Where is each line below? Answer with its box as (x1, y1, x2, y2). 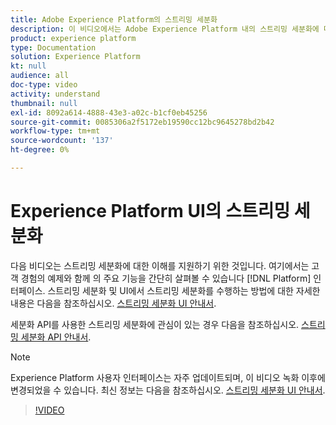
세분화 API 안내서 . (20, 331, 92, 343)
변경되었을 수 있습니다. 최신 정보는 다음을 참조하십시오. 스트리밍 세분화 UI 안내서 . (10, 384, 326, 396)
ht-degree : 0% (10, 145, 70, 155)
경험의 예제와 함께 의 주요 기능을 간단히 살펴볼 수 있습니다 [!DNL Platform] (20, 272, 312, 284)
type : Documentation (10, 42, 97, 53)
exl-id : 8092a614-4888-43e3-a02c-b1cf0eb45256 (10, 107, 208, 118)
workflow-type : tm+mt (10, 126, 101, 136)
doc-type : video (10, 80, 78, 90)
